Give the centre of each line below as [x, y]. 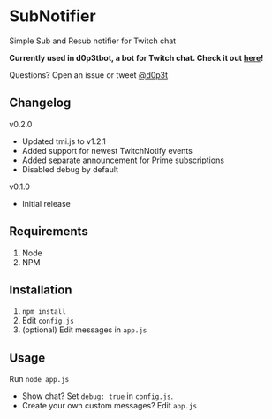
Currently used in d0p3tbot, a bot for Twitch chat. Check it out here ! [136, 57]
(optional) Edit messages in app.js [84, 330]
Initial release [46, 203]
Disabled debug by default [70, 169]
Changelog [40, 103]
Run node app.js [39, 379]
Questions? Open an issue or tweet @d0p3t [89, 75]
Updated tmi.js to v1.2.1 [64, 141]
